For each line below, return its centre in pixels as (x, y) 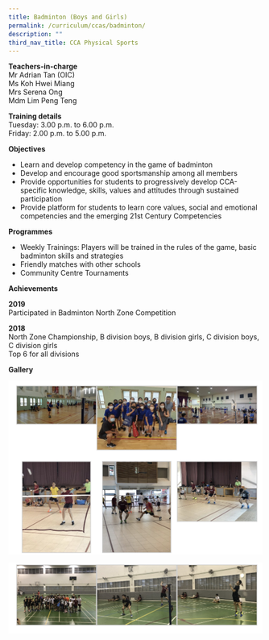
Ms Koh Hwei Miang (41, 84)
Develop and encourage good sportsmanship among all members (128, 173)
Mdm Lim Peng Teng (43, 101)
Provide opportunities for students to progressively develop (118, 182)
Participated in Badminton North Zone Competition (92, 313)
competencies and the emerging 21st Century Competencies (121, 216)
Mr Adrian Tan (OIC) (41, 75)
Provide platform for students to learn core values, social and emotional (139, 208)
